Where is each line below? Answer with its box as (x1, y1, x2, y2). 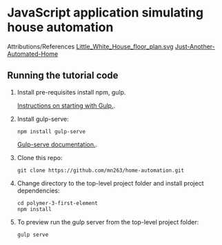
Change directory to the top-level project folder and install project (17, 179, 204, 187)
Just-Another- (174, 42, 216, 50)
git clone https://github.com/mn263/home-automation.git (17, 167, 185, 174)
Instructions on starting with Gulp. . (17, 101, 116, 110)
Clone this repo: (17, 153, 63, 161)
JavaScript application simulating (7, 5, 204, 21)
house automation (7, 19, 114, 35)
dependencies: (17, 186, 60, 195)
